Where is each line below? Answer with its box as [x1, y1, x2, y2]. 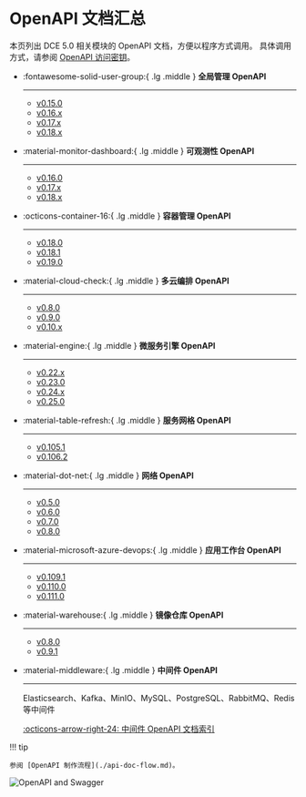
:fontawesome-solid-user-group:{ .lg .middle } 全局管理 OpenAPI [22, 70, 267, 82]
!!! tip [9, 741, 29, 752]
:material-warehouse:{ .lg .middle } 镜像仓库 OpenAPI [22, 609, 224, 620]
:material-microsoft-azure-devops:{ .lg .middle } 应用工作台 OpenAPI [22, 544, 281, 556]
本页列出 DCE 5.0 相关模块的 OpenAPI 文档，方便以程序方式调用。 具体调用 [9, 40, 291, 51]
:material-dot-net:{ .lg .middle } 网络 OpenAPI [22, 470, 194, 481]
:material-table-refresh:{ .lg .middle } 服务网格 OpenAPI [22, 414, 231, 425]
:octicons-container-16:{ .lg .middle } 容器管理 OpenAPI [22, 210, 231, 221]
